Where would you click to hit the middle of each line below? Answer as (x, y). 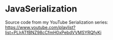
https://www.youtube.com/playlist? (40, 27)
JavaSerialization (41, 9)
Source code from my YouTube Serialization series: (57, 22)
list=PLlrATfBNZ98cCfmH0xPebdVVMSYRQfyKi (53, 32)
